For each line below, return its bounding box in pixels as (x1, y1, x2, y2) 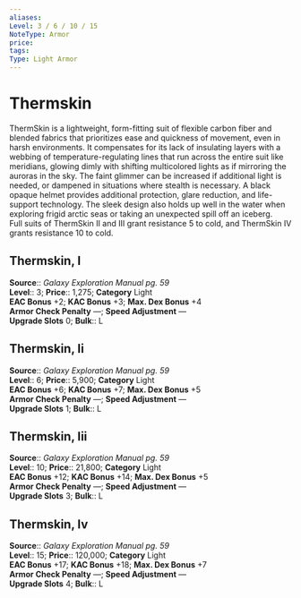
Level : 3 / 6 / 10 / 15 (9, 21, 99, 30)
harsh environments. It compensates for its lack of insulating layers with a (9, 141, 281, 152)
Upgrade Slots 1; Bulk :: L (9, 403, 102, 414)
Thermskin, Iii (9, 429, 88, 444)
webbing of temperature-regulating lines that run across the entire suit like (9, 151, 284, 162)
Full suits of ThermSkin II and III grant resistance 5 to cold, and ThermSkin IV (9, 218, 292, 228)
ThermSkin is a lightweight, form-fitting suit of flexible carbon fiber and (9, 123, 272, 133)
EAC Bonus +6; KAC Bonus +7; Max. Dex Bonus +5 (9, 384, 202, 395)
